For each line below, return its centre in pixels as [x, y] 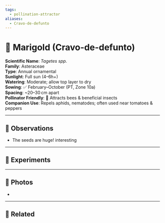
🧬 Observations [29, 128]
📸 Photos [19, 183]
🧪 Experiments [28, 160]
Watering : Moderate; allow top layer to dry [48, 82]
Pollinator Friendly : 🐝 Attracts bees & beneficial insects [61, 98]
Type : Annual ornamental [31, 72]
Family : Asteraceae [25, 66]
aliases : [14, 19]
